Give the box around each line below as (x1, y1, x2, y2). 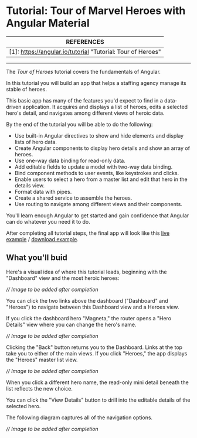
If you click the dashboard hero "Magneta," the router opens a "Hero (6, 314, 172, 321)
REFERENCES (66, 37, 104, 46)
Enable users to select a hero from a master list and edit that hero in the (14, 176, 188, 183)
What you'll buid (6, 253, 67, 263)
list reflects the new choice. (6, 385, 73, 392)
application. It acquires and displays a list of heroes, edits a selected (22, 103, 188, 110)
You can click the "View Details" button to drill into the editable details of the (6, 396, 191, 403)
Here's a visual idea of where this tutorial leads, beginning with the (6, 268, 167, 275)
